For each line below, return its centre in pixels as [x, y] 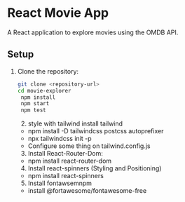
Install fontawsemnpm [60, 183]
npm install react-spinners [66, 176]
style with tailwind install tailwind [75, 123]
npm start [35, 104]
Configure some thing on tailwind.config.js [89, 146]
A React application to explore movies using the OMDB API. [93, 32]
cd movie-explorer [44, 90]
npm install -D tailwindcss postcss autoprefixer [96, 131]
